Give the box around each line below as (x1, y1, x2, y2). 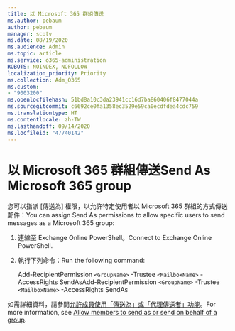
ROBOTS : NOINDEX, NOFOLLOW (7, 63, 87, 70)
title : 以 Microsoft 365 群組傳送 (7, 10, 104, 18)
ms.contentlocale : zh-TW (7, 116, 81, 123)
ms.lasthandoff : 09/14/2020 (7, 122, 91, 130)
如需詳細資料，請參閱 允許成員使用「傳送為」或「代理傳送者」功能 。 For (7, 300, 217, 309)
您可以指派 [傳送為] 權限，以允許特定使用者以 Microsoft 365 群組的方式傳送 (7, 202, 229, 210)
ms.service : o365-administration (7, 57, 106, 64)
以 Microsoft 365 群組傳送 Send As (7, 162, 211, 178)
